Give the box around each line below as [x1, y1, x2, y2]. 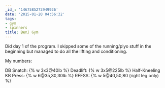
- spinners [5, 25, 28, 30]
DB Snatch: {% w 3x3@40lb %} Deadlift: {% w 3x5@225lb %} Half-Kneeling [5, 67, 161, 73]
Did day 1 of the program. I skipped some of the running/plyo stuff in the [5, 44, 152, 49]
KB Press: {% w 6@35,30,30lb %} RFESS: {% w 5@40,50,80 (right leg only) [5, 73, 159, 78]
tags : [5, 16, 16, 21]
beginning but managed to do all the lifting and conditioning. [5, 48, 127, 54]
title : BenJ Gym [5, 30, 38, 35]
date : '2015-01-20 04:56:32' [5, 12, 65, 17]
